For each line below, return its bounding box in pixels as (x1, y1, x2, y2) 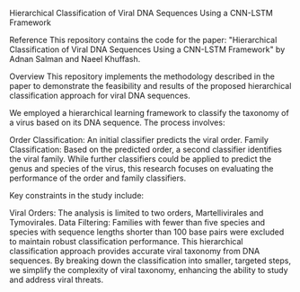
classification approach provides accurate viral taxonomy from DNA (9, 246, 260, 256)
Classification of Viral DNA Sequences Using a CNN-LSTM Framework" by (9, 44, 286, 55)
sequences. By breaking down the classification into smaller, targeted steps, (9, 255, 292, 266)
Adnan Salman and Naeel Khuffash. (9, 54, 141, 64)
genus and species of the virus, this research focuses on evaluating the (9, 164, 274, 173)
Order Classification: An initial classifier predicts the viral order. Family (9, 135, 269, 145)
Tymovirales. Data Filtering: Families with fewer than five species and (9, 217, 266, 227)
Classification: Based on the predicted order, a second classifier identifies (9, 144, 283, 155)
